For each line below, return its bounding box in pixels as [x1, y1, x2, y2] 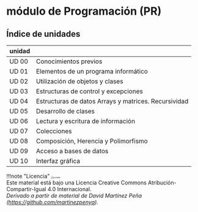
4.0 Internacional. [47, 186, 92, 192]
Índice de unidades [6, 29, 81, 39]
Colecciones [35, 127, 72, 135]
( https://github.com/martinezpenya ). [6, 199, 99, 206]
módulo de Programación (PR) [6, 4, 162, 18]
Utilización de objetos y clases [35, 77, 123, 85]
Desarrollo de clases [35, 107, 95, 115]
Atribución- [147, 179, 177, 186]
